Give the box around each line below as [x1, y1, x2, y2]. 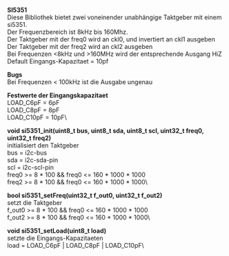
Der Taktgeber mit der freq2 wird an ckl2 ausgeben [7, 43, 153, 50]
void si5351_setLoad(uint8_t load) [7, 227, 107, 235]
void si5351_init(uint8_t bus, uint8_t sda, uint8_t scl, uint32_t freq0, [7, 127, 204, 135]
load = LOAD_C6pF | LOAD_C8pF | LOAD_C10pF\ [7, 242, 145, 249]
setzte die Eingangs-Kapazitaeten [7, 234, 103, 242]
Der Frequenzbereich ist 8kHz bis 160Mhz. [7, 28, 128, 36]
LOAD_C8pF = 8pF [7, 106, 60, 114]
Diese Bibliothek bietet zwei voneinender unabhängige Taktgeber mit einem [7, 13, 222, 21]
